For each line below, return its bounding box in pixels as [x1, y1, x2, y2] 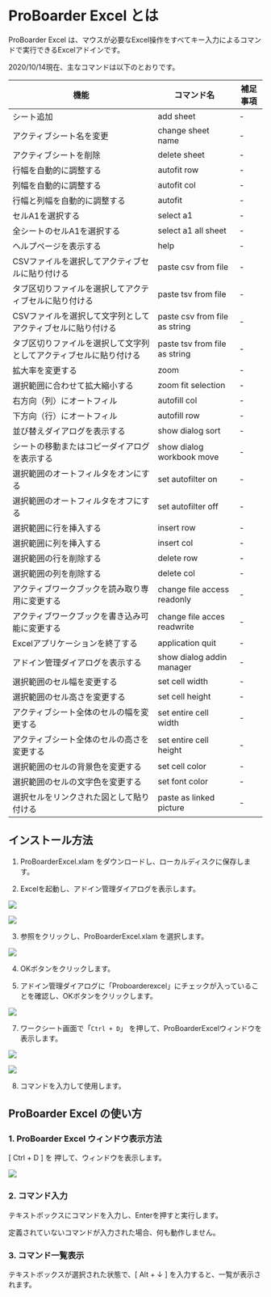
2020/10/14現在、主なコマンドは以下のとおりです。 [8, 61, 180, 72]
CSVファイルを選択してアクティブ [12, 256, 141, 267]
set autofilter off [157, 501, 219, 512]
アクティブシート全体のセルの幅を [12, 706, 141, 717]
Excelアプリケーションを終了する [12, 637, 139, 648]
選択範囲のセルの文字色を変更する [12, 776, 143, 788]
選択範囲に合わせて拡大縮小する [12, 380, 135, 391]
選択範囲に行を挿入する [12, 522, 102, 534]
